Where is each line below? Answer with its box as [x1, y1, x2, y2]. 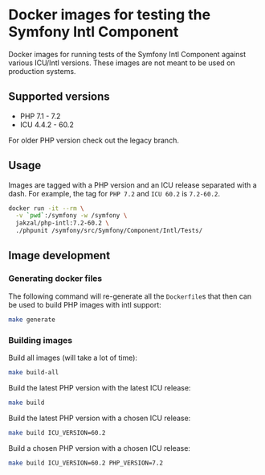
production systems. [8, 66, 76, 76]
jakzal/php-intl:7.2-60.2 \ [15, 219, 110, 227]
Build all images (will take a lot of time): [8, 353, 138, 362]
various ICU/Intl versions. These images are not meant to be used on [8, 58, 235, 68]
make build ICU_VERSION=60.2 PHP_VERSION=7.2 [8, 459, 163, 467]
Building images [8, 334, 73, 345]
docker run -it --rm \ [8, 204, 84, 213]
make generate [8, 316, 56, 324]
